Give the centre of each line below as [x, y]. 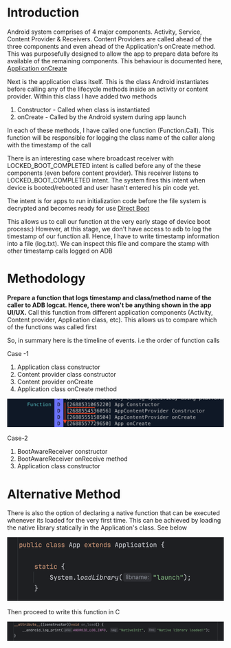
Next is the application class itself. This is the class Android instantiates [108, 81]
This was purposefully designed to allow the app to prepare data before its [113, 54]
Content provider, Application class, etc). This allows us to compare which [112, 320]
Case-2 [18, 438]
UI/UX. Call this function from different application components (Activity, [110, 312]
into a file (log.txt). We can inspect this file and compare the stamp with [108, 243]
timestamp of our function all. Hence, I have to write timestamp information [113, 236]
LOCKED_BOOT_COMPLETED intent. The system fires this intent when [107, 180]
